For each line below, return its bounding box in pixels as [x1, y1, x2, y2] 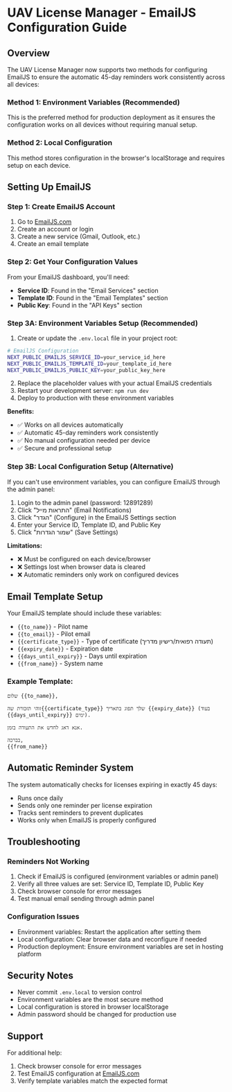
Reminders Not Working [7, 856, 90, 866]
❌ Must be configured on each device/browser [17, 554, 151, 563]
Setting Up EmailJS [7, 181, 91, 193]
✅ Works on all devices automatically [17, 421, 123, 429]
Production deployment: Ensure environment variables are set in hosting [17, 942, 224, 951]
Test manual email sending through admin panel [17, 895, 154, 903]
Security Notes [7, 969, 74, 981]
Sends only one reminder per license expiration [17, 801, 152, 809]
